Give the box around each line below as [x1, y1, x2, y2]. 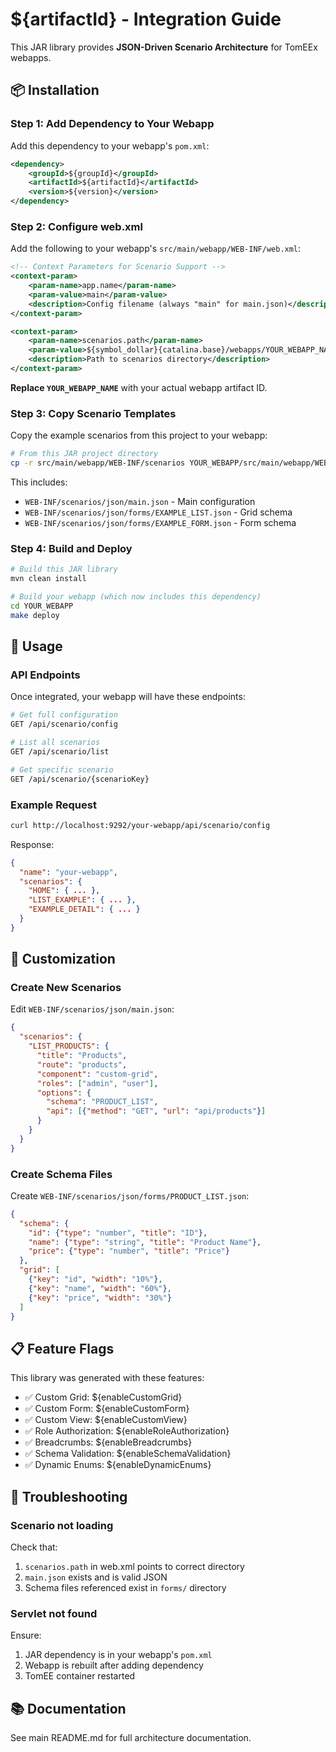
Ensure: [10, 1629, 42, 1642]
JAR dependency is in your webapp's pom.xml [24, 1649, 213, 1661]
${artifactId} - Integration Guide [10, 8, 282, 31]
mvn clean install [10, 574, 87, 584]
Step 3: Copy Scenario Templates [10, 406, 177, 420]
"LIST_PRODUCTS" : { [28, 1041, 110, 1052]
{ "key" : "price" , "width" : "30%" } [28, 1293, 172, 1303]
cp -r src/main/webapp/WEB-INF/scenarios [10, 458, 186, 468]
